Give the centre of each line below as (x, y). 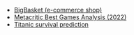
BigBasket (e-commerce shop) (58, 10)
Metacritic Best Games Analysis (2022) (70, 17)
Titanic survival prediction (51, 24)
